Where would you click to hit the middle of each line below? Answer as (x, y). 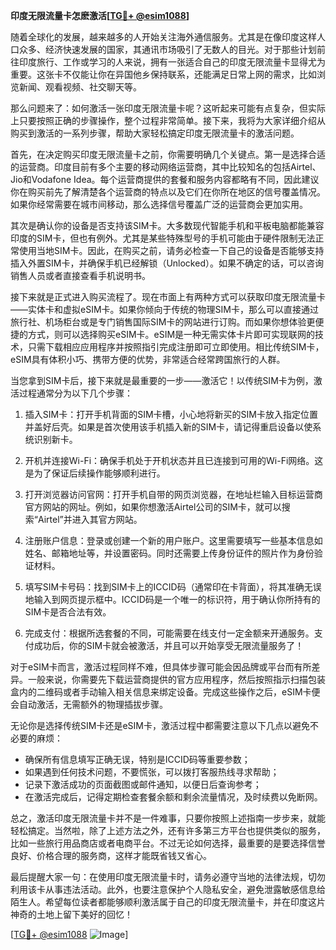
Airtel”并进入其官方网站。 (90, 519)
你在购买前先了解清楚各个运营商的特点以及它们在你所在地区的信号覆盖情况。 (168, 192)
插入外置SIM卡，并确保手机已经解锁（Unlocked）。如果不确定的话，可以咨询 (167, 263)
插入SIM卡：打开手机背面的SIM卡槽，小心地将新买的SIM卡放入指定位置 (171, 414)
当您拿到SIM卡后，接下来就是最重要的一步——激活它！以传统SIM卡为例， (162, 380)
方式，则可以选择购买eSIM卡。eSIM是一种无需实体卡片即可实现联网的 (171, 334)
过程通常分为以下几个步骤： (75, 393)
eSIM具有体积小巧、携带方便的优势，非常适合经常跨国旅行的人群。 (148, 359)
